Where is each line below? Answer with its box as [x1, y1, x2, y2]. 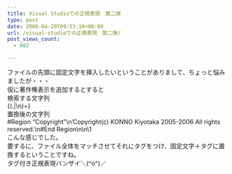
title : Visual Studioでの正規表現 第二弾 [7, 10, 121, 17]
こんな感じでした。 [7, 133, 62, 142]
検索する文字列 [7, 94, 50, 102]
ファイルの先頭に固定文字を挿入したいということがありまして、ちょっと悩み [7, 68, 225, 76]
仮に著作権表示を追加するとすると [7, 86, 105, 93]
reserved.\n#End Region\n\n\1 [7, 125, 92, 133]
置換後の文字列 [7, 110, 50, 118]
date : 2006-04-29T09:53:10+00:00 [7, 23, 104, 30]
